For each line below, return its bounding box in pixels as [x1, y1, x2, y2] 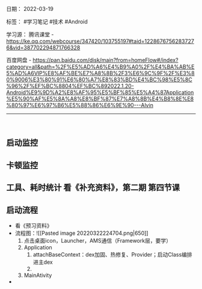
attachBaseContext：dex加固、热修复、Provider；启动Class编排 [32, 250, 192, 258]
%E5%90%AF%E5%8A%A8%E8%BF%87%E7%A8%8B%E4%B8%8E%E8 [6, 95, 194, 102]
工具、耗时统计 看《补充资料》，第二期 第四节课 [6, 182, 180, 193]
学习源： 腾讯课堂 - [6, 31, 54, 38]
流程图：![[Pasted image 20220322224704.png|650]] [14, 229, 148, 237]
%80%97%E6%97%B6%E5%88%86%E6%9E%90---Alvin [6, 102, 153, 108]
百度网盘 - [6, 57, 32, 63]
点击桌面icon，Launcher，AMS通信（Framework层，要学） [23, 237, 171, 244]
